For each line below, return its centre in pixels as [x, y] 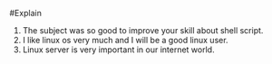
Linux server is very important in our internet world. [118, 50]
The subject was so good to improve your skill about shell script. [143, 30]
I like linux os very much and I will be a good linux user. [125, 40]
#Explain [26, 13]
